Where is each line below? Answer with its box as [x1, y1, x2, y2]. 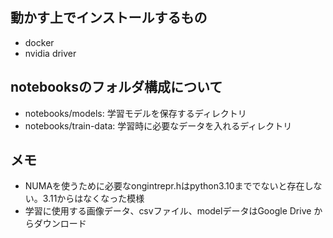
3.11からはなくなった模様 [42, 193, 145, 205]
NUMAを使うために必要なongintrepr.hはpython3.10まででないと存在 [24, 180, 305, 192]
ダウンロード [33, 218, 87, 230]
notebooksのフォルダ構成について [10, 79, 223, 96]
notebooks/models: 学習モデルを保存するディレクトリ [24, 107, 247, 119]
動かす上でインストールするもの [10, 9, 208, 27]
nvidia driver [24, 47, 77, 59]
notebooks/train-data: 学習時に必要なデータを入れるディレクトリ [24, 119, 293, 132]
